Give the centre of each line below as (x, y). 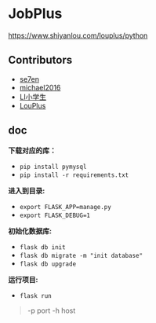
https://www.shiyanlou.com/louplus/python (78, 35)
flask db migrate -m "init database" (81, 255)
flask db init (42, 247)
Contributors (40, 60)
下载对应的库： (32, 150)
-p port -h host (51, 310)
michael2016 (40, 87)
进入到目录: (27, 190)
